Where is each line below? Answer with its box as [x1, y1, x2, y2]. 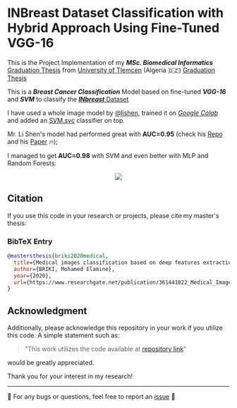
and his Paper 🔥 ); [7, 137, 59, 145]
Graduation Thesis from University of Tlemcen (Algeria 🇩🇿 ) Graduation [7, 66, 215, 74]
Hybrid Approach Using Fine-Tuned [7, 20, 220, 36]
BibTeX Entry [7, 236, 53, 246]
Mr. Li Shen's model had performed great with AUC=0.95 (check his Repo [7, 129, 224, 138]
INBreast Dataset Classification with [7, 5, 224, 21]
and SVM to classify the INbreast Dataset [7, 95, 129, 103]
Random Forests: [7, 159, 56, 167]
